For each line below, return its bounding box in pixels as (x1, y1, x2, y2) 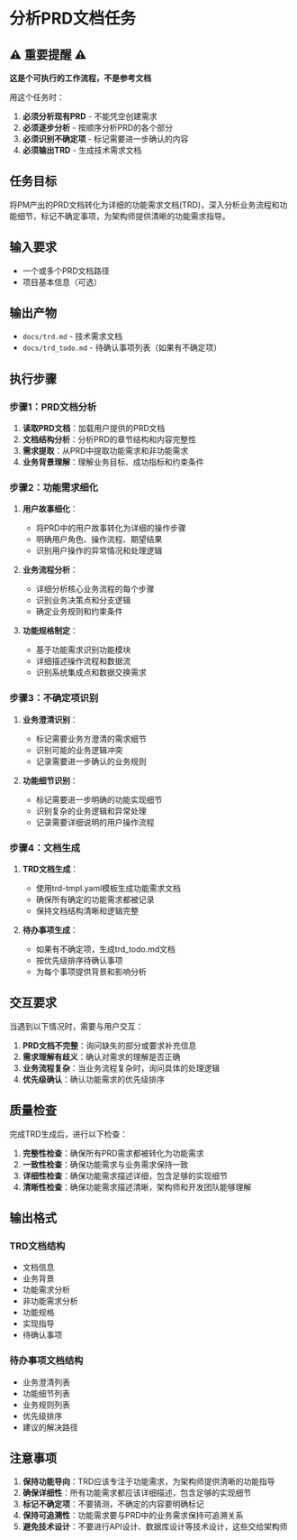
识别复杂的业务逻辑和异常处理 (35, 805, 147, 816)
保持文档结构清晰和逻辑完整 (35, 906, 139, 917)
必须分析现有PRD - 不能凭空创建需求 (22, 111, 157, 122)
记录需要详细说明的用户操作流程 (35, 816, 155, 827)
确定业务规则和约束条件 (35, 606, 123, 617)
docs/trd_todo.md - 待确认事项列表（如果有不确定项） (22, 342, 222, 353)
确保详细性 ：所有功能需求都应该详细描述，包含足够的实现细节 (22, 1488, 252, 1499)
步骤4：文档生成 (9, 841, 81, 853)
